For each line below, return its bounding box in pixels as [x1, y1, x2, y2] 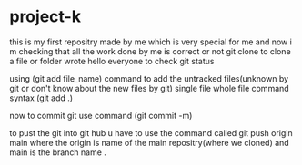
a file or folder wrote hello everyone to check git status [9, 55, 215, 66]
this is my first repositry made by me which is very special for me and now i [9, 36, 293, 47]
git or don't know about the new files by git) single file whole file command [9, 82, 289, 93]
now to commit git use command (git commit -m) [9, 110, 193, 121]
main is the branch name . [9, 147, 107, 158]
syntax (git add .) [9, 92, 74, 103]
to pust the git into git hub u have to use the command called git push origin [9, 127, 293, 138]
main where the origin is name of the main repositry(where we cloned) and [9, 137, 289, 148]
